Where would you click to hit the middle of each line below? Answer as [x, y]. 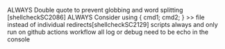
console [19, 39]
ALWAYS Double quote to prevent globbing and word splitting [95, 10]
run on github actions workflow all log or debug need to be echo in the [108, 32]
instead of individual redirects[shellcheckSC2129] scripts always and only [113, 24]
